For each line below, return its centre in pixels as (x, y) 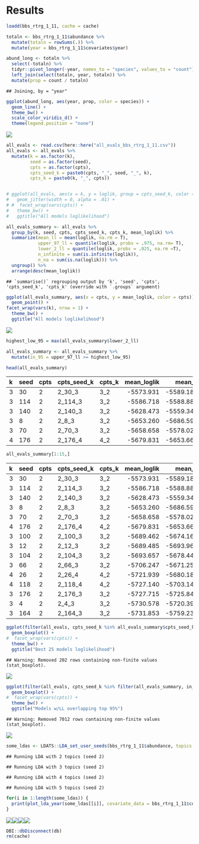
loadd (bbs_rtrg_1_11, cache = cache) (53, 26)
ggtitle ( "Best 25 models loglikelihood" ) (63, 649)
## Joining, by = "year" (37, 91)
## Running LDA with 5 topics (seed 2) (55, 788)
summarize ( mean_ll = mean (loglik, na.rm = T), (70, 238)
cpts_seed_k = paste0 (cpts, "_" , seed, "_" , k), (91, 173)
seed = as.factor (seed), (61, 162)
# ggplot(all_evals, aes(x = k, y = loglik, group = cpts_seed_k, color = (100, 194)
